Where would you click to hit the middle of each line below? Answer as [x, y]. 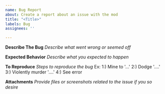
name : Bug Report [23, 10]
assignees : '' [20, 29]
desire [12, 87]
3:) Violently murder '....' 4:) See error [44, 72]
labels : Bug [18, 24]
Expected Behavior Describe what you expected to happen [67, 57]
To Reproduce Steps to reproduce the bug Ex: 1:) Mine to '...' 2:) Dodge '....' [83, 67]
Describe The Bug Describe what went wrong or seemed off [68, 47]
